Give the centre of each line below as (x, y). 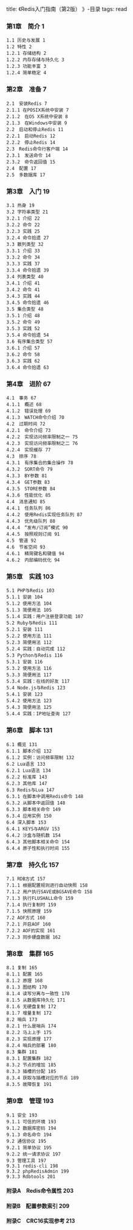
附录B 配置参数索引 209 (38, 1206)
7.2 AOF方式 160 (26, 918)
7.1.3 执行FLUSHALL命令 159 (40, 899)
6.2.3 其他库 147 (27, 783)
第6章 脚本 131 (29, 730)
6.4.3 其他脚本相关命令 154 (38, 842)
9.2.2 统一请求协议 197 (33, 1154)
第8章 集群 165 (30, 954)
